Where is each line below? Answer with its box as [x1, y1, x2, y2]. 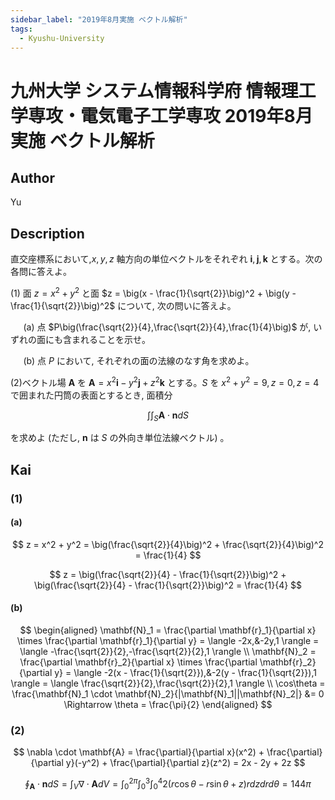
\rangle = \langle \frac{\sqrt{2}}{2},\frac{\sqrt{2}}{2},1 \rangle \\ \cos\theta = [10, 677, 326, 690]
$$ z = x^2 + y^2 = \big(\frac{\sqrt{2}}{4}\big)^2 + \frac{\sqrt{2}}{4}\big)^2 [12, 538, 324, 550]
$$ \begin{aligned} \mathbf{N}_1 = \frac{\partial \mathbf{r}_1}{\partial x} [19, 624, 317, 636]
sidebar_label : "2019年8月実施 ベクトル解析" [10, 14, 188, 25]
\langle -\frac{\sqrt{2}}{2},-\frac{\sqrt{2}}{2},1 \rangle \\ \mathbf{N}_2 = [19, 646, 317, 658]
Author [10, 169, 55, 186]
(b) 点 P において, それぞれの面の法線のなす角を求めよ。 [23, 354, 255, 366]
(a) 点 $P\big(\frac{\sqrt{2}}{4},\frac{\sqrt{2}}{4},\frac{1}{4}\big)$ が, [23, 321, 312, 333]
